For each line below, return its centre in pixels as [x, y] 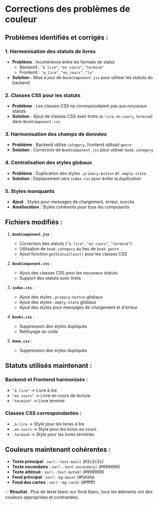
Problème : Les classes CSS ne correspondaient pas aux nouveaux [79, 106]
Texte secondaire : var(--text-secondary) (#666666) [66, 466]
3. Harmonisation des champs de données [56, 134]
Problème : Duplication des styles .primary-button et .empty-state [79, 173]
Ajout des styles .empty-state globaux [58, 302]
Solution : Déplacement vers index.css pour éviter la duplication [77, 178]
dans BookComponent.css [36, 122]
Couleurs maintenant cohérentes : [58, 450]
